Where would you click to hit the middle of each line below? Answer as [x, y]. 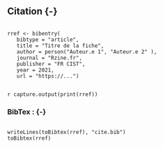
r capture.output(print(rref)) [53, 94]
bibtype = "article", [48, 40]
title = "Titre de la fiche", [60, 46]
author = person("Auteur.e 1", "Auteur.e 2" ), [87, 51]
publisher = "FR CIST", [51, 64]
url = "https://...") [48, 76]
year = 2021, [35, 70]
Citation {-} [32, 11]
